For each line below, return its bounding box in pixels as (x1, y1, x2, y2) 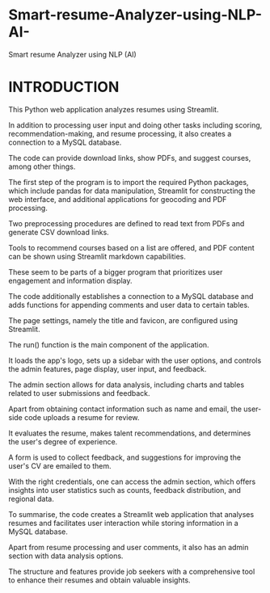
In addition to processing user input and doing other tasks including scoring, (8, 120, 263, 130)
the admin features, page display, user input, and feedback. (8, 364, 207, 373)
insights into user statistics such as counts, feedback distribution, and (8, 485, 241, 494)
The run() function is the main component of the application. (8, 339, 209, 349)
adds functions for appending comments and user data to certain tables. (8, 300, 250, 309)
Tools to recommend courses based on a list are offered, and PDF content (8, 242, 255, 252)
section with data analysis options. (8, 551, 124, 561)
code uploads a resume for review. (23, 412, 140, 422)
